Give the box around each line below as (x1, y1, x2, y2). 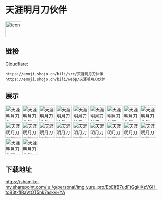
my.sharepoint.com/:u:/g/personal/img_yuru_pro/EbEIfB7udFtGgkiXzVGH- (5, 184, 158, 190)
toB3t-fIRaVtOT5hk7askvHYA (5, 189, 65, 195)
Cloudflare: (5, 61, 29, 67)
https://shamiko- (5, 179, 40, 185)
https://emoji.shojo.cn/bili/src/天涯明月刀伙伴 (5, 71, 104, 76)
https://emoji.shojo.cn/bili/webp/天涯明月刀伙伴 (5, 77, 106, 82)
